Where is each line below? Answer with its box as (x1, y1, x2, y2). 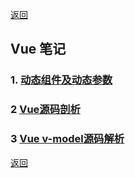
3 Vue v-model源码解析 (10, 132, 125, 146)
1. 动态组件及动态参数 (10, 73, 113, 87)
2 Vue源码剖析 (10, 103, 81, 117)
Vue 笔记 (10, 41, 67, 58)
